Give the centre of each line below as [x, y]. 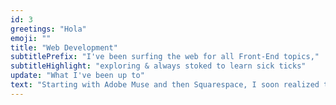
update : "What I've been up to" [77, 76]
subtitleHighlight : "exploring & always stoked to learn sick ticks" [158, 66]
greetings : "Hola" [48, 29]
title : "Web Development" [64, 47]
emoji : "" [31, 38]
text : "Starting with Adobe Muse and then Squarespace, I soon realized [165, 85]
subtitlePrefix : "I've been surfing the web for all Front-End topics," [165, 57]
